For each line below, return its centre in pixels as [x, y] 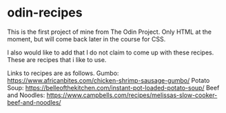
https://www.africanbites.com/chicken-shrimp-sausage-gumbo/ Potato [109, 80]
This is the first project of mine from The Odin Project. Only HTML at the [110, 32]
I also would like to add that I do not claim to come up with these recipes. [111, 52]
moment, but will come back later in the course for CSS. [86, 39]
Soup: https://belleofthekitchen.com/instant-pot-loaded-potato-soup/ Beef [113, 88]
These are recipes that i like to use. [57, 59]
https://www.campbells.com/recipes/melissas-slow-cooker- [132, 95]
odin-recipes [45, 13]
